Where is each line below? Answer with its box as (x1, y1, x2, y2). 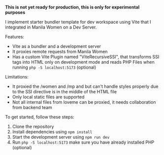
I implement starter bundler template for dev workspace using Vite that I (5, 19, 151, 25)
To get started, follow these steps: (5, 114, 75, 120)
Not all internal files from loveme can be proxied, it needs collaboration (12, 99, 156, 105)
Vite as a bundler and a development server (12, 43, 101, 49)
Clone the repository (12, 123, 54, 129)
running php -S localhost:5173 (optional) (12, 64, 97, 70)
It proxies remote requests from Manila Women (12, 49, 108, 54)
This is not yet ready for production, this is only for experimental (5, 4, 140, 10)
